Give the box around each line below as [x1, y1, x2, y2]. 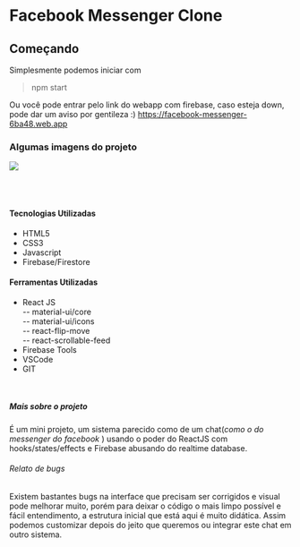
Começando [9, 41, 80, 56]
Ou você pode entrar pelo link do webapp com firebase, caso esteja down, [9, 99, 285, 110]
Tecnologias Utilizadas [9, 208, 97, 218]
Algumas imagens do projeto [9, 141, 137, 153]
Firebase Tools [21, 344, 78, 355]
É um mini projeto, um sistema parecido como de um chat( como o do [9, 423, 264, 434]
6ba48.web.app [9, 118, 68, 129]
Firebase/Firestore [21, 256, 91, 267]
